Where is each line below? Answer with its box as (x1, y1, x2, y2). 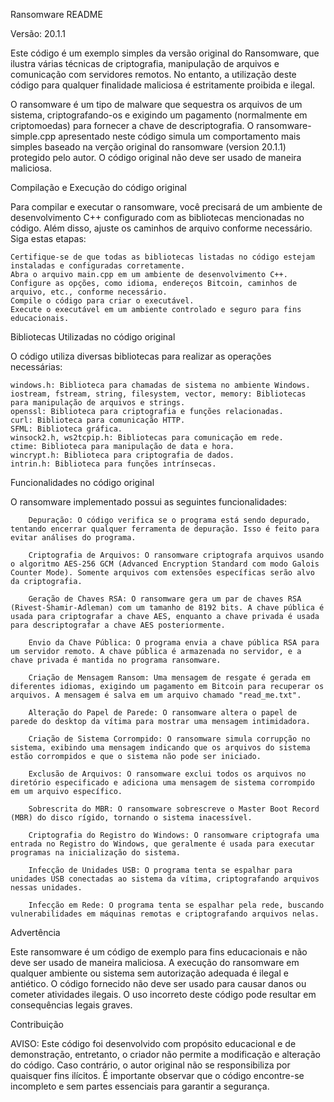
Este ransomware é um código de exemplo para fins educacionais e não (10, 946, 308, 958)
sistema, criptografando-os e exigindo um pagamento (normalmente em (10, 109, 308, 121)
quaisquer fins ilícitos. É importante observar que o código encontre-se (10, 1070, 305, 1081)
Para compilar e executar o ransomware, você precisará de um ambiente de (10, 201, 323, 213)
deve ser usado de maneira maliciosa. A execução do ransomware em (10, 957, 300, 968)
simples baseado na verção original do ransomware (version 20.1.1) (10, 141, 287, 153)
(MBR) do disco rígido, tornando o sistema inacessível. (10, 813, 253, 823)
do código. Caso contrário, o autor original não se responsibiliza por (10, 1059, 291, 1071)
